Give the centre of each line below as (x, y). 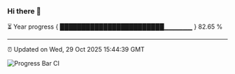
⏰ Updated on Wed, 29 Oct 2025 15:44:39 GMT (76, 50)
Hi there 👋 (24, 11)
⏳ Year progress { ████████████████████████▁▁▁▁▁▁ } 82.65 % (115, 27)
